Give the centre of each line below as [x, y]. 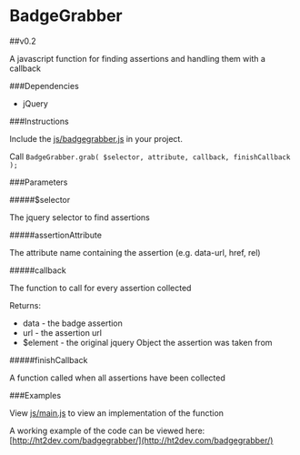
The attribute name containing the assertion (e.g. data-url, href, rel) [135, 252]
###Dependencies [44, 86]
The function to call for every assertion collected [100, 288]
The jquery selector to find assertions [80, 217]
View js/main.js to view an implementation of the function [117, 413]
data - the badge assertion [72, 323]
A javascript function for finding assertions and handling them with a [138, 58]
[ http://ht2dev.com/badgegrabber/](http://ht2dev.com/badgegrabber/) [141, 440]
